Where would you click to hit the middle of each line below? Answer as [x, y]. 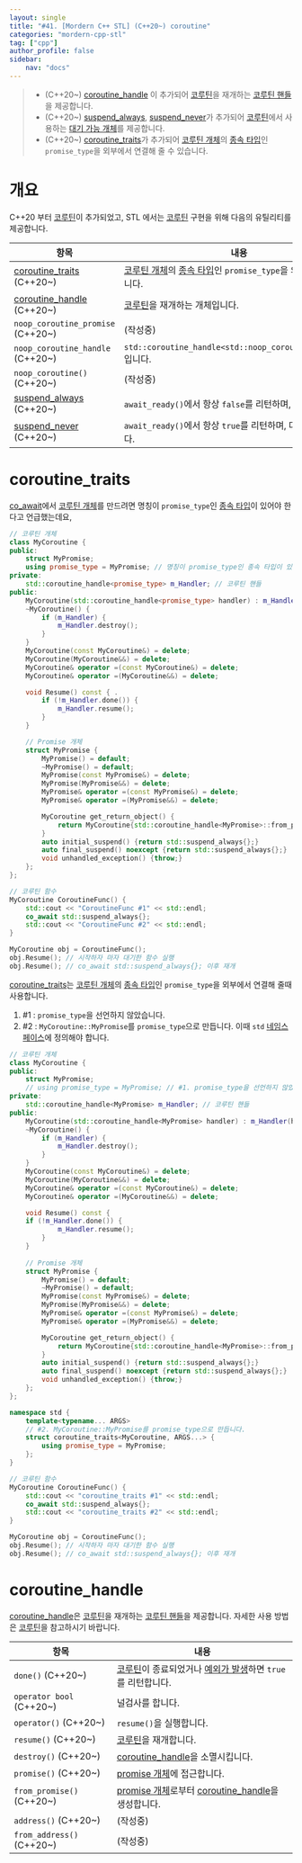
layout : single [38, 18]
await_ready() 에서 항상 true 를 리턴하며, [205, 425]
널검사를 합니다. [148, 1703]
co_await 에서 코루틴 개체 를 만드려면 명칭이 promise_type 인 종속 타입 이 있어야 [146, 506]
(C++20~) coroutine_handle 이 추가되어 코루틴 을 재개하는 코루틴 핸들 [168, 94]
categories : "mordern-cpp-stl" [68, 34]
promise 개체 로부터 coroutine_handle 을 [198, 1790]
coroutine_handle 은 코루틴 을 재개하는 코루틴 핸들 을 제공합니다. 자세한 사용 [141, 1616]
